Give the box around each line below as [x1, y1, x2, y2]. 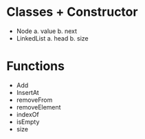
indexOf [16, 110, 39, 118]
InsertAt [16, 88, 39, 96]
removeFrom [16, 96, 53, 104]
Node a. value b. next [16, 27, 77, 35]
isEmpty [16, 118, 40, 126]
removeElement [16, 103, 61, 111]
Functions [6, 58, 65, 74]
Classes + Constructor [6, 4, 138, 20]
